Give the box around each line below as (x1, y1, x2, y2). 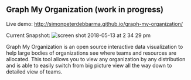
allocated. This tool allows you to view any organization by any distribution (6, 55, 186, 62)
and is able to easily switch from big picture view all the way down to (6, 62, 172, 69)
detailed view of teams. (6, 68, 63, 75)
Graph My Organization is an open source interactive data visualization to (6, 43, 183, 50)
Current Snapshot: (6, 32, 51, 39)
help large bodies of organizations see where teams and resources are (6, 49, 177, 56)
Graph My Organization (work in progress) (6, 5, 164, 15)
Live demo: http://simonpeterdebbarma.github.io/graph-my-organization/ (6, 20, 183, 27)
